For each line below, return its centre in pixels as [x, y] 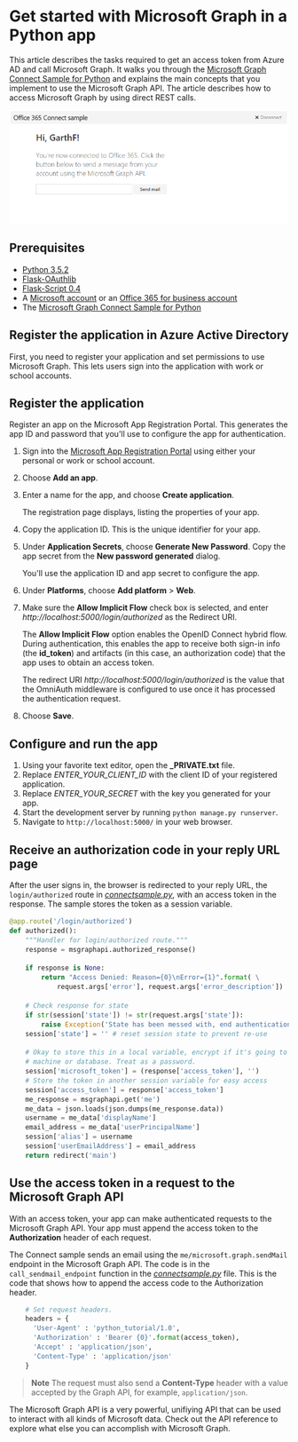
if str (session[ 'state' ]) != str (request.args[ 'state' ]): [134, 1015]
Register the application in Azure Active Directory [149, 335]
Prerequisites [47, 248]
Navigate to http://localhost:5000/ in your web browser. [127, 822]
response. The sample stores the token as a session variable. [121, 904]
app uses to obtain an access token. [88, 662]
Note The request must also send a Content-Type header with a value [159, 1383]
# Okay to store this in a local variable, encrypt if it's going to [157, 1053]
